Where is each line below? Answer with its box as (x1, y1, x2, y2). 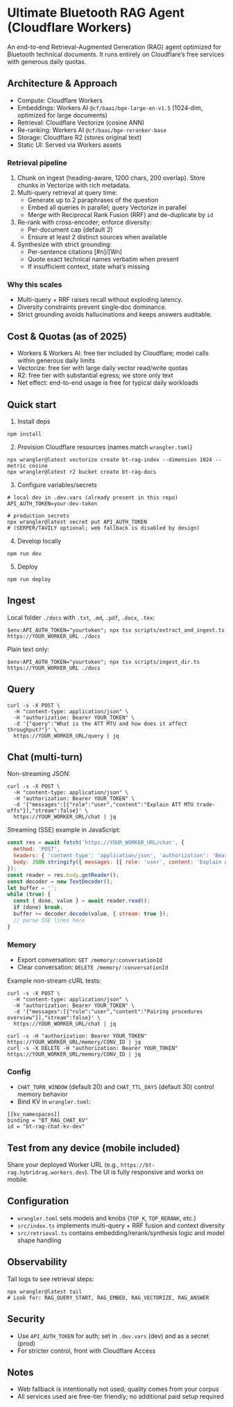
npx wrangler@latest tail (7, 1288, 82, 1295)
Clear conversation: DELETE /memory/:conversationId (17, 962, 169, 971)
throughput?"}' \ (7, 726, 58, 733)
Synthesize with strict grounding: (17, 240, 112, 248)
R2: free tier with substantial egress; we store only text (17, 371, 173, 380)
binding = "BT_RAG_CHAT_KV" (7, 1117, 89, 1124)
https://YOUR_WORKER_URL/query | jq (13, 732, 119, 739)
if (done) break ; (13, 904, 64, 911)
